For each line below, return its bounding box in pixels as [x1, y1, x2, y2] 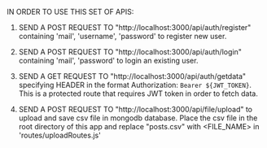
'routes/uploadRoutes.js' [18, 130, 102, 140]
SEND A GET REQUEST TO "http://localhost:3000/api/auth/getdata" [18, 72, 247, 81]
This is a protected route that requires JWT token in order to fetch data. [18, 89, 259, 98]
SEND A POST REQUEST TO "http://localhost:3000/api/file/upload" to [18, 105, 253, 114]
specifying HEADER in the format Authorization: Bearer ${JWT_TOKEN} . [18, 81, 252, 89]
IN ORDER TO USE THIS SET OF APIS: [7, 7, 134, 16]
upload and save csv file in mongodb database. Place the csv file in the [18, 113, 258, 123]
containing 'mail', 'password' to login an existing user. [18, 56, 199, 65]
